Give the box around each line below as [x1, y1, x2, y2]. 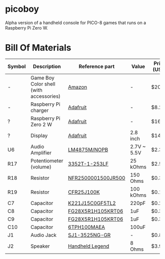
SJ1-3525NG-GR [68, 231, 111, 238]
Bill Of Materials [5, 42, 71, 54]
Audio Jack [30, 231, 57, 238]
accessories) [30, 92, 61, 99]
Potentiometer [30, 157, 64, 164]
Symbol [7, 63, 26, 70]
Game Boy [30, 74, 55, 81]
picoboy [5, 3, 39, 15]
